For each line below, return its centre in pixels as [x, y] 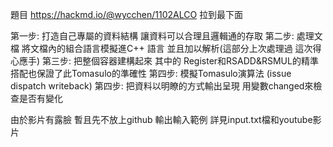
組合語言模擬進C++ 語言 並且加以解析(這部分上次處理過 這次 [188, 48]
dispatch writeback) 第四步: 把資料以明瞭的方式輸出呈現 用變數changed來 [162, 86]
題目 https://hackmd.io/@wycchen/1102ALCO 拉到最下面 [127, 14]
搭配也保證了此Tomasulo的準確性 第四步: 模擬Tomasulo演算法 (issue [151, 73]
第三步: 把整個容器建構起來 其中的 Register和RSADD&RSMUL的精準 [180, 61]
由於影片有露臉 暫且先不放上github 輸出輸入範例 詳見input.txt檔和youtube [161, 119]
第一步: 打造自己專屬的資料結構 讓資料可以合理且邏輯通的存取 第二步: [152, 36]
